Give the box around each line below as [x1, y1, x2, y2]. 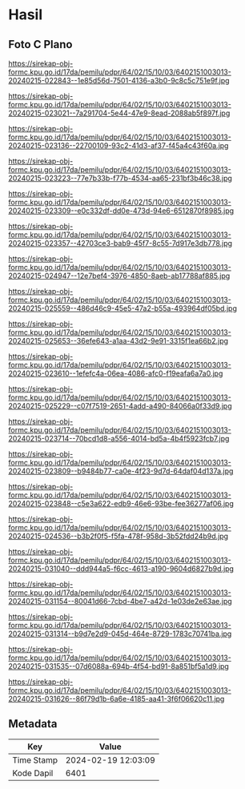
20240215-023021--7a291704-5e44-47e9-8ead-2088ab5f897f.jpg [8, 108, 231, 118]
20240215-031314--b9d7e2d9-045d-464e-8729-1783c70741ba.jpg [8, 629, 232, 638]
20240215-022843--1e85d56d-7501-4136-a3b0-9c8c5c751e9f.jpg [8, 76, 230, 85]
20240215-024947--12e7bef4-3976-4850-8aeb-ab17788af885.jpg [8, 271, 231, 280]
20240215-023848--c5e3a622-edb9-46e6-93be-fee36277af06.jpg [8, 499, 235, 508]
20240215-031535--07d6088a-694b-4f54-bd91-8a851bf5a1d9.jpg [8, 662, 230, 670]
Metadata [8, 717, 58, 731]
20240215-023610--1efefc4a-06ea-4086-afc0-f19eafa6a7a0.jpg [8, 368, 223, 378]
